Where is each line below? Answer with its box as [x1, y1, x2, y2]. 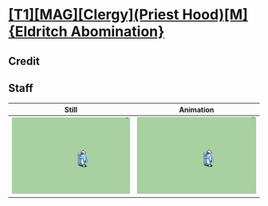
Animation [179, 105, 215, 114]
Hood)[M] [182, 6, 249, 24]
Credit [8, 54, 40, 68]
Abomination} [70, 22, 165, 41]
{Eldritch [8, 22, 68, 41]
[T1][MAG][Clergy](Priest [8, 6, 179, 24]
